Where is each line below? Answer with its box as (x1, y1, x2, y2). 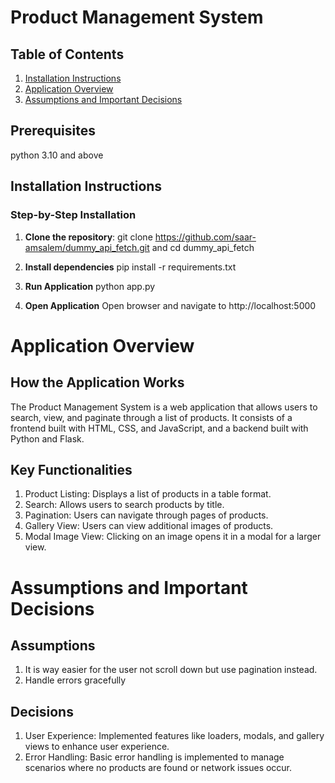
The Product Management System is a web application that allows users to (10, 401, 318, 413)
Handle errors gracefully (24, 674, 127, 686)
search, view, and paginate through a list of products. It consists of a (10, 411, 293, 423)
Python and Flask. (10, 432, 85, 445)
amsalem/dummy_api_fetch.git (24, 241, 150, 253)
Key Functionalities (10, 461, 133, 478)
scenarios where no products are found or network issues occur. (24, 762, 293, 774)
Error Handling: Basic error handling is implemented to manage (24, 751, 285, 763)
